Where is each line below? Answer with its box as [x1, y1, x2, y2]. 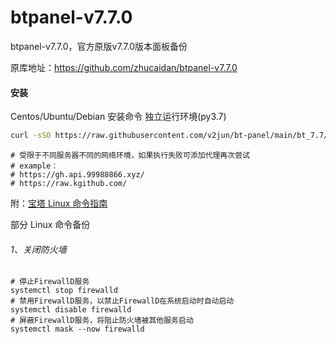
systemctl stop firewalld [10, 286, 118, 296]
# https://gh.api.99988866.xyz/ [10, 170, 145, 180]
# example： [10, 161, 59, 171]
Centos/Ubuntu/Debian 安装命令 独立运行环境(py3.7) [10, 111, 227, 123]
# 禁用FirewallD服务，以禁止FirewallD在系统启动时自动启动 [10, 296, 235, 306]
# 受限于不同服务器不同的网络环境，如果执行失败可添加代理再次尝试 [10, 151, 250, 161]
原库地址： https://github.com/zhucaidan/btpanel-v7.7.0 [10, 61, 238, 73]
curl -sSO [10, 131, 52, 141]
